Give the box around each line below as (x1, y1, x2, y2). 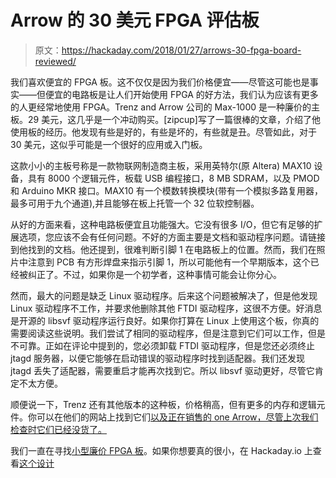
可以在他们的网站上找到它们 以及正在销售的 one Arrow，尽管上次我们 (36, 411, 319, 423)
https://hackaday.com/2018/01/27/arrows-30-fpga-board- (61, 44, 302, 56)
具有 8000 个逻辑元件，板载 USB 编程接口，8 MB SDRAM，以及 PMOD (27, 172, 320, 184)
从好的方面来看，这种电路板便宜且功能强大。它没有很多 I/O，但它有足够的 (10, 218, 315, 230)
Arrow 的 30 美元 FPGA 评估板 (10, 9, 260, 32)
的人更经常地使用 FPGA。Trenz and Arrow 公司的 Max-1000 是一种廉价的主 (10, 101, 321, 113)
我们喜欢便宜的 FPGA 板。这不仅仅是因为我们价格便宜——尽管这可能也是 (10, 76, 310, 88)
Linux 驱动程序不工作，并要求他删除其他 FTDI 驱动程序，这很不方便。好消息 (10, 302, 323, 314)
